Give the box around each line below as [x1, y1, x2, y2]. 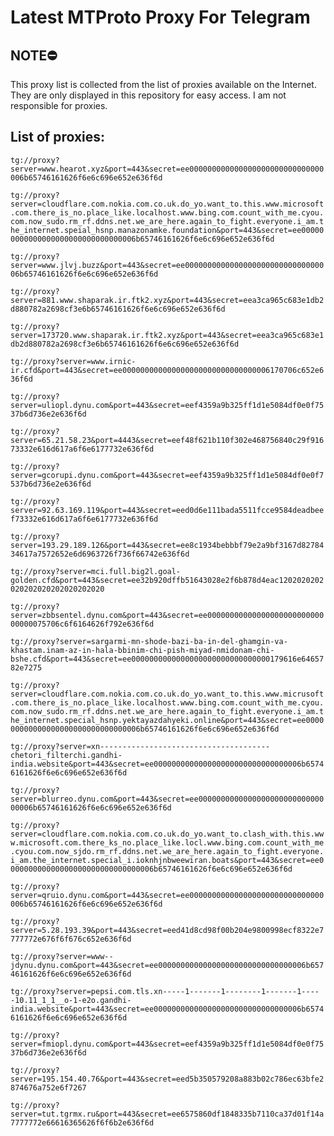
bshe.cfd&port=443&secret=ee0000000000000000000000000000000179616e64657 [10, 654, 325, 664]
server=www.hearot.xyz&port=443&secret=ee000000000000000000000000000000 [10, 164, 325, 174]
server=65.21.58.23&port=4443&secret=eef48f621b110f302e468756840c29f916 [10, 435, 325, 445]
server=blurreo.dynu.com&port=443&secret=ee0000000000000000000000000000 [10, 794, 325, 804]
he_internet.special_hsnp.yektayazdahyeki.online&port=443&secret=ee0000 [10, 715, 325, 725]
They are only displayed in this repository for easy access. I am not [10, 89, 287, 101]
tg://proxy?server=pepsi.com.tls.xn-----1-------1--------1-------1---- [10, 986, 320, 996]
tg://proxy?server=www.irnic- [10, 356, 137, 366]
